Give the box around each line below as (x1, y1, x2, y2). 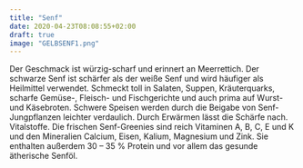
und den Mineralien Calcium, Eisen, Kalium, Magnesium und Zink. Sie (9, 131, 268, 142)
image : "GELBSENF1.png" (9, 38, 100, 48)
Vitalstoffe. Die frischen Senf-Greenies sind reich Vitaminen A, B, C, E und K (9, 122, 294, 133)
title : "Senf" (9, 13, 64, 23)
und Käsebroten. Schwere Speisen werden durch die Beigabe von (9, 102, 257, 114)
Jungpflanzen (9, 112, 62, 123)
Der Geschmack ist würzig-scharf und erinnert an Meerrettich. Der (9, 64, 259, 74)
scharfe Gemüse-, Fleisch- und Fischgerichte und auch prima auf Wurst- (9, 93, 284, 104)
